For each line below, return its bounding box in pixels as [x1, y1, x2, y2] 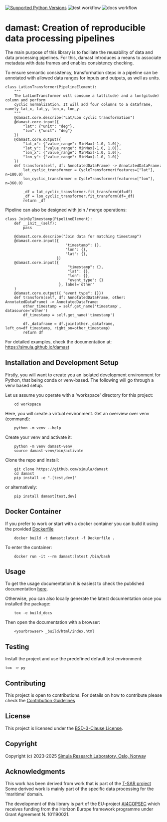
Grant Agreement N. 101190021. [5, 812, 70, 818]
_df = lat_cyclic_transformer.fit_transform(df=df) [23, 189, 133, 194]
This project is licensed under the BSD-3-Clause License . [5, 725, 123, 731]
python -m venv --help [14, 425, 61, 430]
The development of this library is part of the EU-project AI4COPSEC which [5, 801, 161, 807]
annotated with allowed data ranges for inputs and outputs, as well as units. [5, 75, 161, 81]
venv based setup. [5, 382, 43, 388]
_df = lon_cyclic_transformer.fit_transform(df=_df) [23, 194, 135, 199]
